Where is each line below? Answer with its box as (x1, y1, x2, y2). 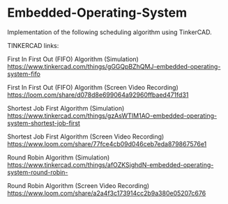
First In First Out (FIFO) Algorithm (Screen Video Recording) (7, 83, 179, 91)
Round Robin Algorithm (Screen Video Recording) (7, 181, 150, 189)
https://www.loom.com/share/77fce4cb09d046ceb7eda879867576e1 (7, 139, 207, 148)
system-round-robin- (7, 168, 68, 176)
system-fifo (7, 70, 40, 78)
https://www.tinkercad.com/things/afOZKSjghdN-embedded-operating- (7, 160, 214, 168)
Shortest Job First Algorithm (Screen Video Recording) (7, 132, 165, 141)
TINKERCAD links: (7, 41, 59, 49)
